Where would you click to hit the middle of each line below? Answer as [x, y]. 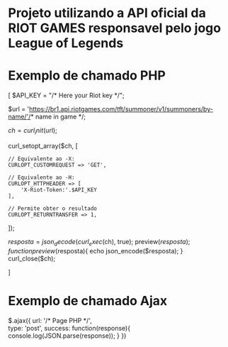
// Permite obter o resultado [53, 208]
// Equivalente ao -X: [41, 159]
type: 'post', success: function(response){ [69, 328]
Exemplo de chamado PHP [87, 76]
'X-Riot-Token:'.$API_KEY [59, 189]
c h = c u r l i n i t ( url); [33, 131]
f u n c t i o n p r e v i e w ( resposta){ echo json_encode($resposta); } [96, 250]
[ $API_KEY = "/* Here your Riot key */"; [66, 95]
